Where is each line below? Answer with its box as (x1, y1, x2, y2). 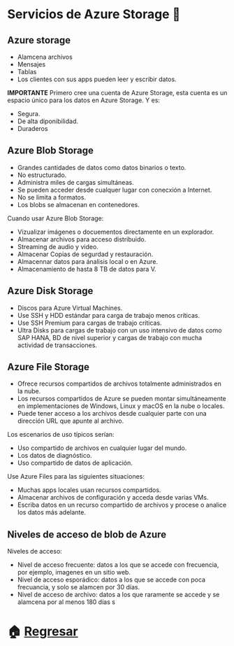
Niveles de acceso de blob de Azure (7, 528, 166, 540)
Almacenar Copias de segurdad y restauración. (17, 250, 154, 258)
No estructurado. (17, 171, 67, 179)
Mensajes (17, 60, 46, 69)
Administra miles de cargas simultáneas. (17, 178, 134, 186)
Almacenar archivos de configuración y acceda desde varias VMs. (17, 493, 209, 502)
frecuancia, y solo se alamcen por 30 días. (17, 583, 140, 591)
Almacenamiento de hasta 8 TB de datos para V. (17, 265, 156, 273)
